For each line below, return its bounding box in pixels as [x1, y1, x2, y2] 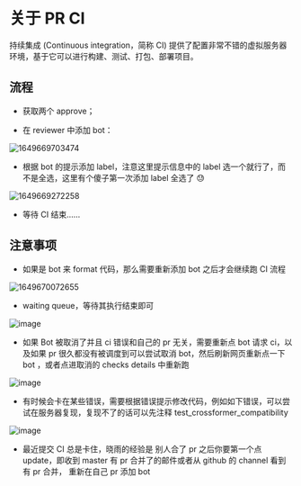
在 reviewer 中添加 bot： [22, 124, 113, 135]
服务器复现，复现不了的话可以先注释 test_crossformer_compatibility [38, 407, 289, 418]
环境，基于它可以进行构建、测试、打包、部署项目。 [9, 50, 199, 61]
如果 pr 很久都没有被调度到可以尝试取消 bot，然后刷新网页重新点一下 [30, 347, 286, 358]
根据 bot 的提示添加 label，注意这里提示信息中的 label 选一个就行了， [22, 161, 279, 172]
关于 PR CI [9, 8, 85, 29]
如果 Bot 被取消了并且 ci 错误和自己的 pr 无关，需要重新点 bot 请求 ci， [22, 337, 285, 347]
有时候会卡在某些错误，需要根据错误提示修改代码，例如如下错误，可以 [22, 395, 283, 406]
